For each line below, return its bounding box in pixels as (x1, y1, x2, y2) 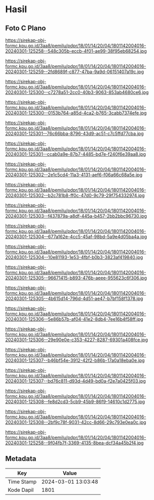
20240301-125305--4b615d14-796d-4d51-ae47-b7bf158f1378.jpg (5, 295, 143, 302)
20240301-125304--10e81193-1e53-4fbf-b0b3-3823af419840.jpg (5, 254, 143, 260)
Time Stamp (8, 478, 37, 485)
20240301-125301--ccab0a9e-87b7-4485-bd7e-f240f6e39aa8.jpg (5, 151, 146, 157)
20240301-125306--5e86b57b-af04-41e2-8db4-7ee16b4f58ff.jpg (5, 316, 143, 322)
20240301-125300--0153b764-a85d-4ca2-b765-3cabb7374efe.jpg (5, 110, 147, 116)
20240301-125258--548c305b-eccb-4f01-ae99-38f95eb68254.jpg (5, 48, 147, 54)
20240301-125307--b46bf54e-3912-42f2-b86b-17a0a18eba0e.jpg (5, 357, 145, 363)
